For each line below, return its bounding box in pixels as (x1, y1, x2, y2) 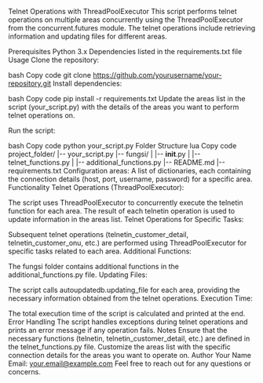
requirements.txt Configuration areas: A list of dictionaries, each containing (8, 166, 251, 175)
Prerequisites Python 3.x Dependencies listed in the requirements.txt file (8, 47, 243, 56)
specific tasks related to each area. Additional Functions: (8, 246, 192, 256)
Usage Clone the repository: (8, 55, 100, 64)
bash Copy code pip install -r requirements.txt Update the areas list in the (8, 94, 246, 103)
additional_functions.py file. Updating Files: (8, 270, 148, 279)
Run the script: (8, 126, 56, 135)
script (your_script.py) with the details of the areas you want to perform (8, 102, 239, 111)
